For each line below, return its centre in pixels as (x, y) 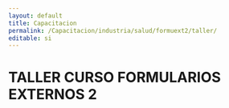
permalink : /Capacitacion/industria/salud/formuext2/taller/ (113, 30)
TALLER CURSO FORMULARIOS (115, 78)
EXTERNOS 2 (53, 95)
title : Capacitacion (43, 23)
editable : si (30, 38)
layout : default (35, 16)
